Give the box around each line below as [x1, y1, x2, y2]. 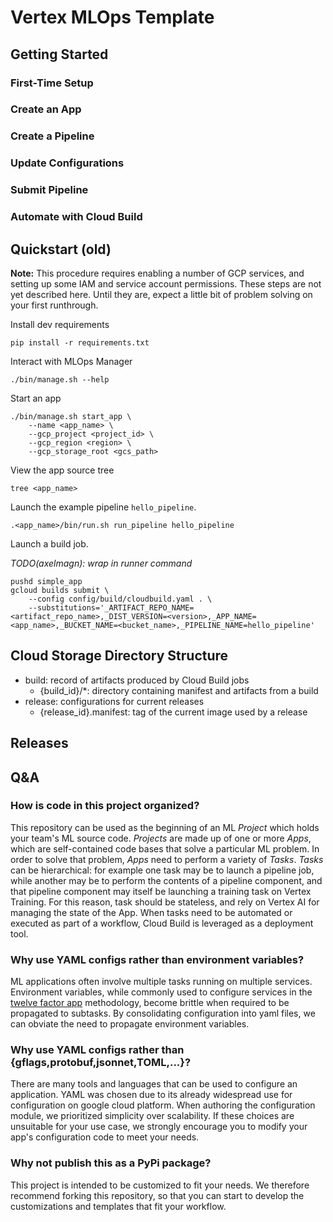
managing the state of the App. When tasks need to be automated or [10, 906, 293, 918]
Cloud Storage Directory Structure [10, 647, 229, 665]
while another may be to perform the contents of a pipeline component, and [10, 874, 323, 886]
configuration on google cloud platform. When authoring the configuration [10, 1099, 316, 1111]
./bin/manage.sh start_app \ [10, 411, 132, 421]
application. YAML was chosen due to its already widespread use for [10, 1089, 293, 1101]
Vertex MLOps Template [10, 6, 215, 29]
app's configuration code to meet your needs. [10, 1131, 200, 1143]
